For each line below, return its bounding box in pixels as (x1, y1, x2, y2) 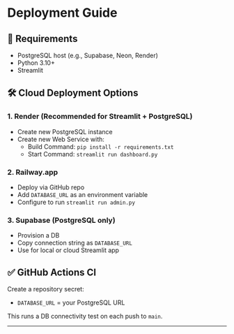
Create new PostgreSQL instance (17, 127, 113, 136)
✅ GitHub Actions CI (7, 266, 96, 278)
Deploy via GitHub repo (17, 183, 85, 191)
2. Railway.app (7, 167, 58, 177)
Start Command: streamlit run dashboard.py (27, 150, 158, 158)
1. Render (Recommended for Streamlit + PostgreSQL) (7, 112, 193, 122)
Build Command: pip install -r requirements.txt (27, 142, 174, 151)
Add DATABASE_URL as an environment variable (17, 190, 148, 198)
